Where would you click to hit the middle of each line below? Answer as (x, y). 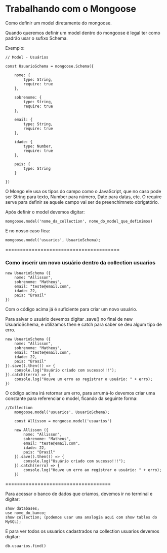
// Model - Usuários (27, 57)
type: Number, (38, 146)
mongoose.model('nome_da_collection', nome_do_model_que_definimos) (79, 221)
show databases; (22, 509)
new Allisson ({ (32, 430)
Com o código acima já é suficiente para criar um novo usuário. (71, 309)
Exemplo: (15, 48)
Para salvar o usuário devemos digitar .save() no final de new (69, 319)
